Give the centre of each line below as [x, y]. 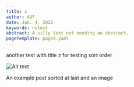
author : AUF [20, 17]
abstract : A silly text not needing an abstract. [68, 33]
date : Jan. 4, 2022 [30, 22]
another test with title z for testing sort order [59, 55]
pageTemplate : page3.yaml [37, 39]
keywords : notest [27, 28]
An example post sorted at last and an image [60, 78]
